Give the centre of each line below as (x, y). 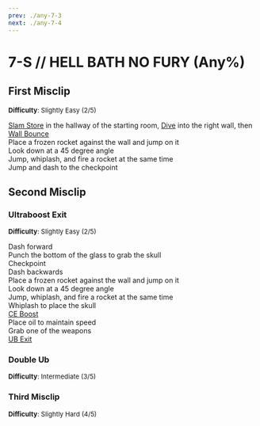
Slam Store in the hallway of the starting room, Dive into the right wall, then (130, 125)
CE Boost (23, 314)
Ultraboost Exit (38, 215)
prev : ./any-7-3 (35, 15)
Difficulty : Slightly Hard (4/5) (53, 414)
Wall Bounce (29, 133)
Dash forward (31, 247)
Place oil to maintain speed (52, 322)
